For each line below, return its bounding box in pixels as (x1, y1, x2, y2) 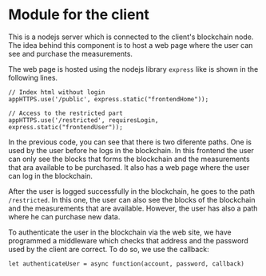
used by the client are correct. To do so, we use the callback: (8, 244, 209, 254)
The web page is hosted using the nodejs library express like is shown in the (8, 64, 259, 73)
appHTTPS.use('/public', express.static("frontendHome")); (8, 95, 209, 103)
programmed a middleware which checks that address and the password (8, 235, 249, 245)
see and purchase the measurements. (8, 49, 133, 58)
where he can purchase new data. (8, 211, 121, 221)
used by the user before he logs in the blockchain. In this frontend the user (8, 145, 254, 155)
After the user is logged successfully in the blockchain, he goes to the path (8, 186, 256, 196)
